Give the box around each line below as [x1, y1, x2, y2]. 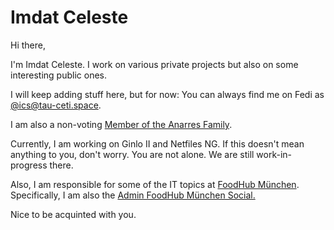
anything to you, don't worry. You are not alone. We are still [10, 148, 255, 160]
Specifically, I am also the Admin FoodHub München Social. [10, 189, 256, 201]
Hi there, [10, 39, 46, 51]
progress [10, 159, 48, 171]
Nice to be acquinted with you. [10, 208, 137, 220]
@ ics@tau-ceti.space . [10, 99, 102, 111]
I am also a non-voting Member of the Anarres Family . [10, 118, 233, 130]
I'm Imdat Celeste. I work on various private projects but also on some [10, 58, 299, 70]
